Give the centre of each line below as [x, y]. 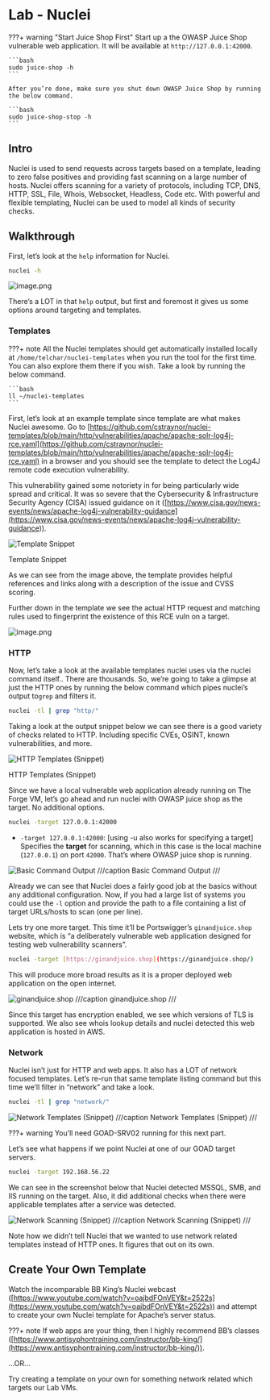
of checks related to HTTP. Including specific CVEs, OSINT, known [119, 735]
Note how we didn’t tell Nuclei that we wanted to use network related [123, 1235]
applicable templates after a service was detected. [92, 1204]
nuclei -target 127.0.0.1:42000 [62, 822]
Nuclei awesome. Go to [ [49, 427]
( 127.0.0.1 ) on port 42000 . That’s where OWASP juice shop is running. [136, 854]
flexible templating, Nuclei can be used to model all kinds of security [122, 202]
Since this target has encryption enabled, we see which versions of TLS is [131, 1015]
